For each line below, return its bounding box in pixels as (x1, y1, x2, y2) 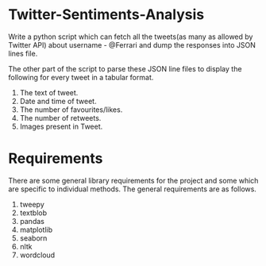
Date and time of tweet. (19, 96, 97, 106)
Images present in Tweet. (19, 121, 103, 131)
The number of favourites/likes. (19, 105, 123, 114)
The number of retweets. (19, 113, 102, 122)
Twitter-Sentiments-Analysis (8, 6, 205, 24)
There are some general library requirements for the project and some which (8, 175, 259, 185)
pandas (19, 216, 45, 226)
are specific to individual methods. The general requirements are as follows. (8, 184, 256, 194)
